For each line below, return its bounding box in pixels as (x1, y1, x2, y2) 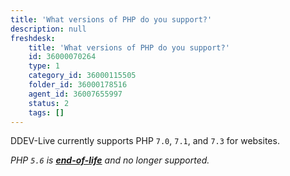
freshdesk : (10, 33, 56, 43)
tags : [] (28, 107, 65, 118)
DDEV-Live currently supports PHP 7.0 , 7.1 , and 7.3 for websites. (10, 135, 280, 147)
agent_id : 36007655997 (28, 89, 123, 99)
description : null (10, 24, 87, 34)
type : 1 (28, 61, 60, 71)
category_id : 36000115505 (28, 71, 137, 81)
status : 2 (28, 98, 70, 108)
